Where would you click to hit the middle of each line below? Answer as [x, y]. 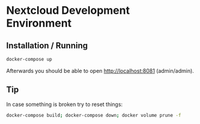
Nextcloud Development [68, 11]
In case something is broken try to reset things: [65, 104]
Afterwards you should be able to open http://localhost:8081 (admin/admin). [100, 70]
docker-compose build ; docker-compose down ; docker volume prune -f [94, 115]
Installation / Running [47, 45]
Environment [39, 23]
